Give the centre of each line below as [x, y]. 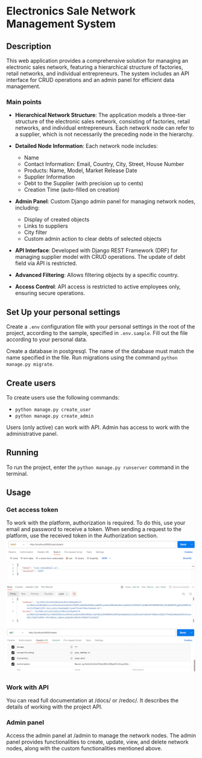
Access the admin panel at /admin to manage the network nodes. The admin [101, 736]
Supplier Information [49, 177]
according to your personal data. [47, 340]
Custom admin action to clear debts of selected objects [93, 239]
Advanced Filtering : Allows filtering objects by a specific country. [97, 275]
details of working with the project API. [54, 707]
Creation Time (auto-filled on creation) [72, 190]
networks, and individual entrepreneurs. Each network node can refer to [105, 128]
